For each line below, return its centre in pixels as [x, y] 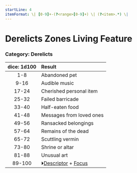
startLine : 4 [18, 10]
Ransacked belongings [67, 123]
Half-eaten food [60, 107]
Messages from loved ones [72, 115]
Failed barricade [60, 99]
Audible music [57, 83]
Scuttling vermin [60, 139]
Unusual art [54, 155]
